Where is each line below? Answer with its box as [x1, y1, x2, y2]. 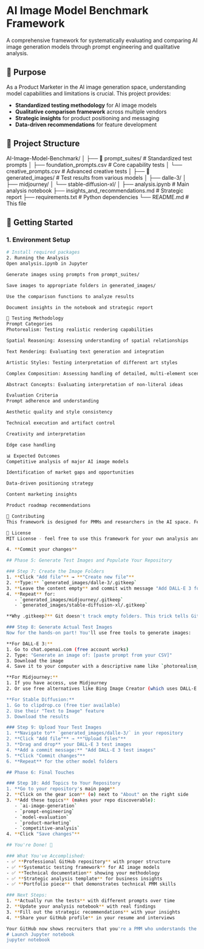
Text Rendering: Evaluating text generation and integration [6, 349, 165, 355]
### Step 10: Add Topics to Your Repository [6, 780, 121, 786]
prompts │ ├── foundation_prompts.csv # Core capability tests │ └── [6, 161, 183, 168]
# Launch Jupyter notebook [6, 931, 75, 937]
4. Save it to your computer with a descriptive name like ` [6, 663, 165, 670]
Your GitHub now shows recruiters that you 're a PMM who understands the [6, 925, 197, 932]
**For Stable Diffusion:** [6, 696, 75, 702]
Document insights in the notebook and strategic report [6, 304, 154, 310]
